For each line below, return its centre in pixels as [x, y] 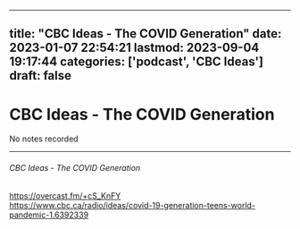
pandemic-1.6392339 [49, 215]
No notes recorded [44, 139]
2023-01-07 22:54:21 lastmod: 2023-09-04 [134, 48]
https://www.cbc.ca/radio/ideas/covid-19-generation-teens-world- [133, 205]
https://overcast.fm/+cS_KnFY [65, 195]
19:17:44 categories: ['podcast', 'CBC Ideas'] [137, 62]
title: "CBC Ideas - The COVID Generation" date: [146, 34]
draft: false [40, 76]
